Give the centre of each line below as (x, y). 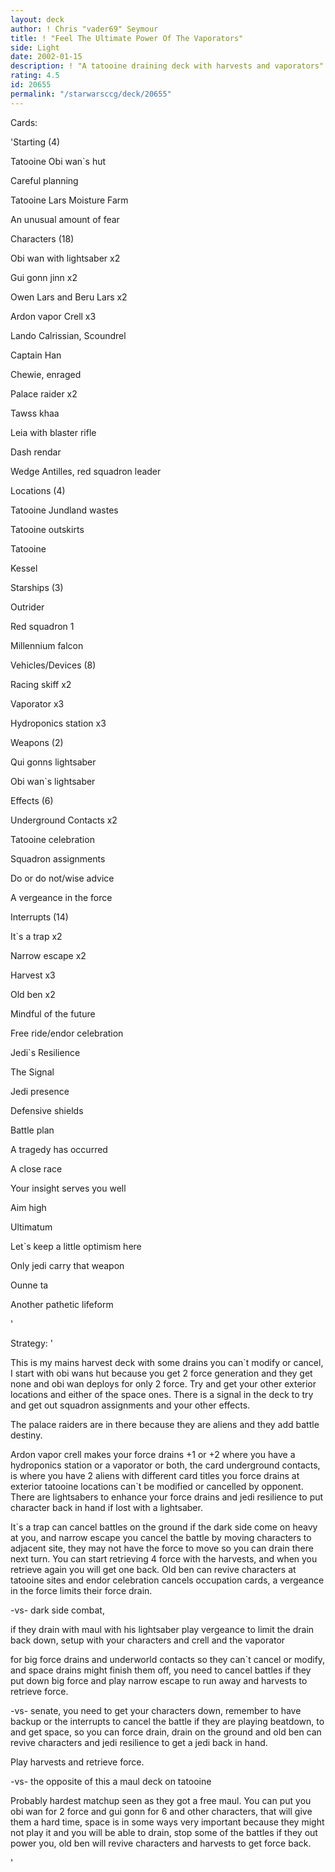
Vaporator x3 (37, 703)
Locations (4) (38, 490)
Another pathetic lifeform (62, 1304)
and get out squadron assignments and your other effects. (130, 1405)
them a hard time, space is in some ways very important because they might (167, 1822)
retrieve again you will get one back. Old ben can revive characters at (153, 1569)
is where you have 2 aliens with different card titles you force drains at (155, 1475)
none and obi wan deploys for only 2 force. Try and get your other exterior (163, 1383)
